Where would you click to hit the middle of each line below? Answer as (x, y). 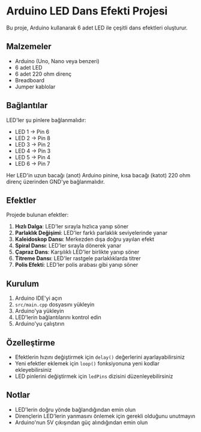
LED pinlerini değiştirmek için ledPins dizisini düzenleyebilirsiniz (94, 376)
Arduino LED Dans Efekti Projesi (87, 11)
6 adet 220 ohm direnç (43, 74)
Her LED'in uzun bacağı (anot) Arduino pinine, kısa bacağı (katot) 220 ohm (98, 175)
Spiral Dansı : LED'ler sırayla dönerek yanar (68, 246)
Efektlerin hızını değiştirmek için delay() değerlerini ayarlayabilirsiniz (100, 357)
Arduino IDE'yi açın (38, 298)
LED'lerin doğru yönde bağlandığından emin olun (75, 409)
